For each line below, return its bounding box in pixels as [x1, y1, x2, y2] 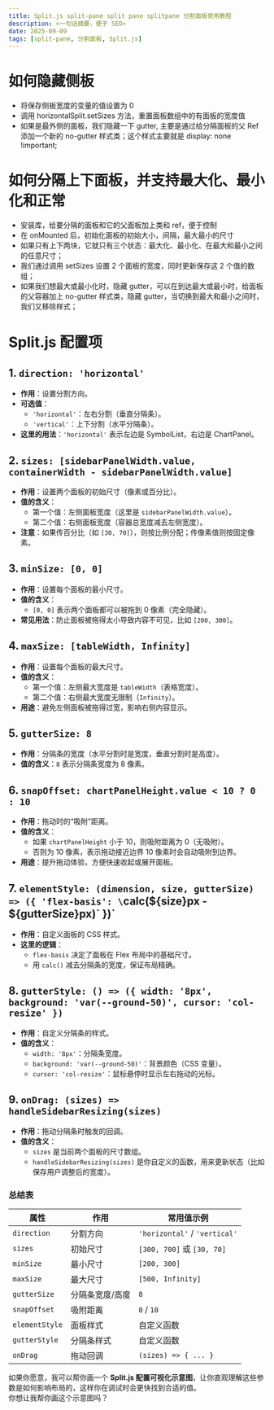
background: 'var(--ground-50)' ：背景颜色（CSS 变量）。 [32, 1058, 226, 1068]
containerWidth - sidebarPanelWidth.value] [8, 466, 233, 478]
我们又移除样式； [20, 302, 78, 312]
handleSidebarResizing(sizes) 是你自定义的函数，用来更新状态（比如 [32, 1157, 265, 1167]
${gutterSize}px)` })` [8, 907, 115, 921]
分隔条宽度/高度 [70, 1289, 131, 1300]
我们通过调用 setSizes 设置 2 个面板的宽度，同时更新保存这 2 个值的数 [20, 261, 255, 271]
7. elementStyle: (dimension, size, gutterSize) [8, 881, 254, 895]
